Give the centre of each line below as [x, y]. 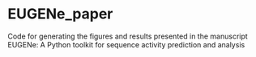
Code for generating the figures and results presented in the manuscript [128, 36]
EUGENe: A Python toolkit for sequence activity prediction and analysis [126, 44]
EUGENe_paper [60, 14]
